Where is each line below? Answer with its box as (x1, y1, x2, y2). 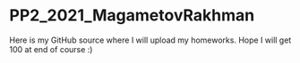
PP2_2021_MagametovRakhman (9, 5, 255, 26)
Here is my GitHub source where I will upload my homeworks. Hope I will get (9, 35, 292, 45)
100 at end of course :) (9, 43, 93, 54)
